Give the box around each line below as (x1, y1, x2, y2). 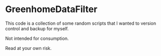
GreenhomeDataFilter (5, 4, 98, 15)
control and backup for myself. (5, 25, 69, 31)
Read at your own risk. (5, 45, 52, 51)
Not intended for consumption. (5, 35, 69, 41)
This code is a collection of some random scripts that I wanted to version (5, 20, 156, 26)
